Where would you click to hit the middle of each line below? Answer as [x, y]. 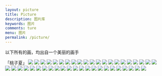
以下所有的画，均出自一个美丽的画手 [42, 52]
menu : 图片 [16, 33]
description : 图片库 [25, 19]
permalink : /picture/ [27, 38]
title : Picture [21, 14]
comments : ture [21, 28]
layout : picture [22, 10]
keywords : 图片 [20, 24]
